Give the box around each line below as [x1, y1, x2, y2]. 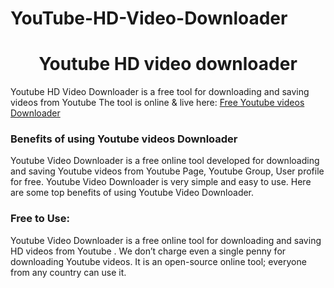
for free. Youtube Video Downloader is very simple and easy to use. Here [10, 176, 312, 188]
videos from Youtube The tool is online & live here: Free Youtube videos [10, 97, 305, 109]
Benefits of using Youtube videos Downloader [10, 132, 238, 146]
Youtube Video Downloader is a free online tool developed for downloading [10, 155, 320, 167]
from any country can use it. [10, 266, 127, 278]
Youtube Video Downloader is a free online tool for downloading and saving [10, 234, 322, 246]
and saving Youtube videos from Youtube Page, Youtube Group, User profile [10, 165, 325, 177]
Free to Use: [10, 212, 70, 226]
